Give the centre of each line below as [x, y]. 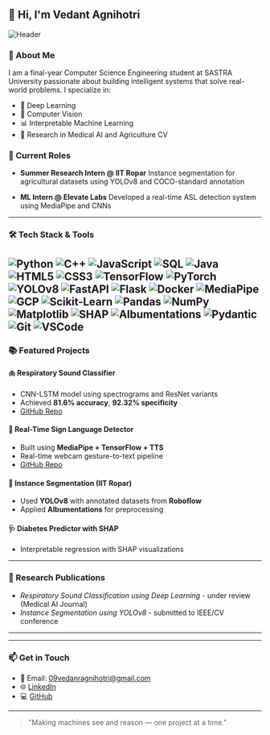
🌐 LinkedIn [38, 687]
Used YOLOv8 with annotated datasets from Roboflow [111, 501]
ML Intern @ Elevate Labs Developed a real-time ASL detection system [138, 197]
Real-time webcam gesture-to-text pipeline [91, 456]
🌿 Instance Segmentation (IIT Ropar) [70, 483]
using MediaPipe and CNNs [65, 206]
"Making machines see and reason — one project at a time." [127, 723]
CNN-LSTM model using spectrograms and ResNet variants [119, 394]
